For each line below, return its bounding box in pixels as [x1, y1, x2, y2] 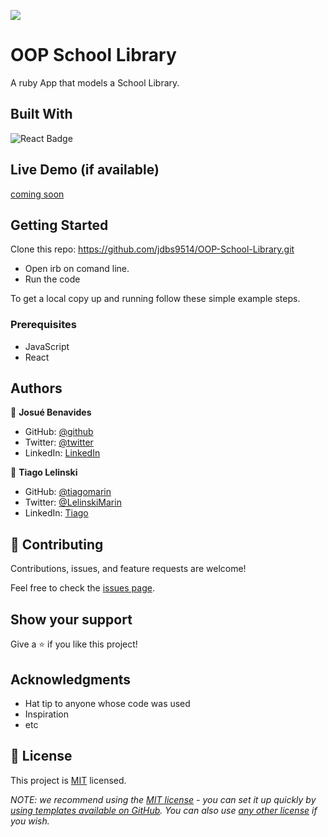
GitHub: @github [24, 426, 94, 438]
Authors [10, 380, 63, 397]
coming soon [10, 188, 65, 200]
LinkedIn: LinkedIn [24, 447, 101, 459]
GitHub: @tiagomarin [24, 486, 112, 498]
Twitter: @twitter [24, 436, 94, 449]
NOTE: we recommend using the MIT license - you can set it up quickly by [10, 793, 317, 805]
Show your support [10, 611, 133, 628]
